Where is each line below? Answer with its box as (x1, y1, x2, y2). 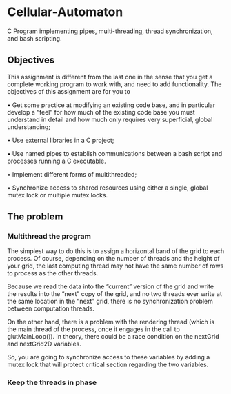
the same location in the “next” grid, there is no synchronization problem (7, 297, 214, 306)
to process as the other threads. (7, 269, 99, 277)
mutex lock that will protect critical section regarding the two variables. (7, 360, 209, 369)
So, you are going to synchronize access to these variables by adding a (7, 353, 210, 362)
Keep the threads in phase (7, 377, 97, 387)
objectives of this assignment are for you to (7, 87, 131, 95)
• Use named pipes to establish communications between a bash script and (7, 149, 223, 157)
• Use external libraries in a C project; (7, 136, 114, 144)
